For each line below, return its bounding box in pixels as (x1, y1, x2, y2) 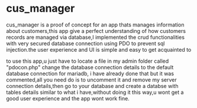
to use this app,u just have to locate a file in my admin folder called (6, 58, 169, 65)
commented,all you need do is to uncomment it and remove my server (6, 76, 177, 83)
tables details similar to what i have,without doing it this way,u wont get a (6, 89, 184, 96)
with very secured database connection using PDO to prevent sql (6, 40, 165, 47)
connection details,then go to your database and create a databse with (6, 82, 179, 89)
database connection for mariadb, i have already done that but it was (6, 70, 175, 77)
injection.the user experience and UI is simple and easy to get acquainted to (6, 46, 192, 53)
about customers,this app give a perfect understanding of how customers (6, 27, 186, 34)
